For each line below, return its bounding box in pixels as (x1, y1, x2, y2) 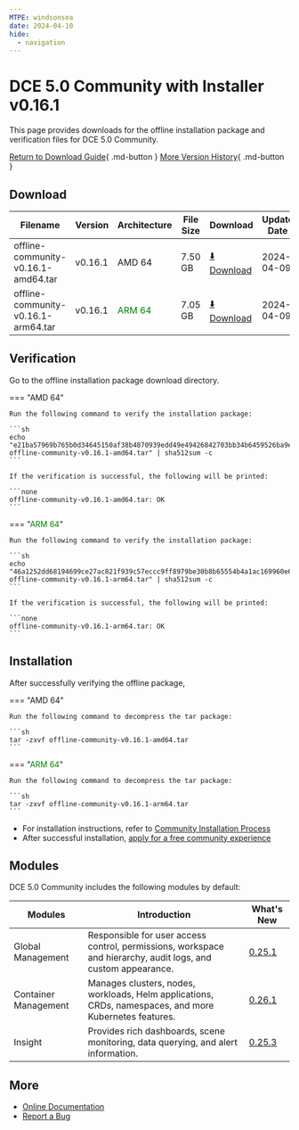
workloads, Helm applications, (87, 988, 214, 1001)
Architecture (117, 219, 173, 231)
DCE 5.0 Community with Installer (9, 77, 264, 96)
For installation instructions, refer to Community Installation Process (21, 822, 271, 834)
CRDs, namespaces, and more (87, 1000, 214, 1012)
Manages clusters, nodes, (87, 977, 196, 990)
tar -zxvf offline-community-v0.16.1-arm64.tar (9, 799, 190, 808)
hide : (9, 29, 29, 38)
